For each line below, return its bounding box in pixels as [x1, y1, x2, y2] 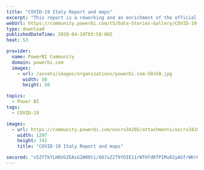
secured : [6, 154, 29, 161]
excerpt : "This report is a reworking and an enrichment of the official [6, 15, 197, 21]
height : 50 [22, 82, 50, 88]
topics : [6, 93, 26, 99]
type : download [6, 25, 45, 32]
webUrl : [6, 20, 26, 26]
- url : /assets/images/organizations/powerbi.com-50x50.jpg [17, 70, 172, 76]
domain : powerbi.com [12, 59, 64, 66]
